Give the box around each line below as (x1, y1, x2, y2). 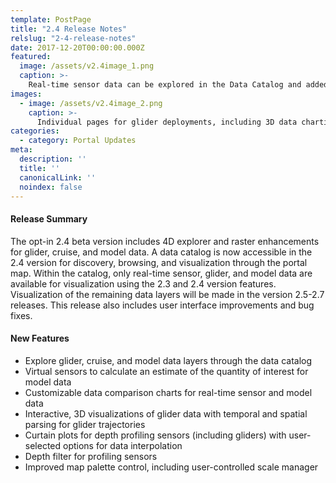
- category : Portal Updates (19, 136, 137, 146)
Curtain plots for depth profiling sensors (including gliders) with (24, 429, 287, 441)
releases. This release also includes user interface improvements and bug (10, 299, 315, 311)
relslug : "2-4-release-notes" (10, 33, 137, 43)
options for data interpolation (63, 439, 183, 451)
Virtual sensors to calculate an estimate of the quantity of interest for (24, 365, 309, 377)
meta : (10, 145, 33, 155)
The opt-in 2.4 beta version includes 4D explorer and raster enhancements (10, 235, 320, 247)
